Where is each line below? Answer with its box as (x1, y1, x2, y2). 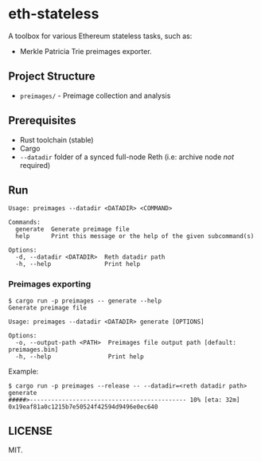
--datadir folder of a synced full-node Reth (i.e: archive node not (19, 152, 235, 162)
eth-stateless (8, 5, 99, 23)
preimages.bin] (8, 346, 59, 354)
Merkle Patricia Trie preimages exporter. (19, 46, 153, 56)
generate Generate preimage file (15, 225, 130, 233)
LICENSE (8, 424, 53, 438)
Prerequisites (8, 114, 76, 127)
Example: (8, 366, 39, 376)
